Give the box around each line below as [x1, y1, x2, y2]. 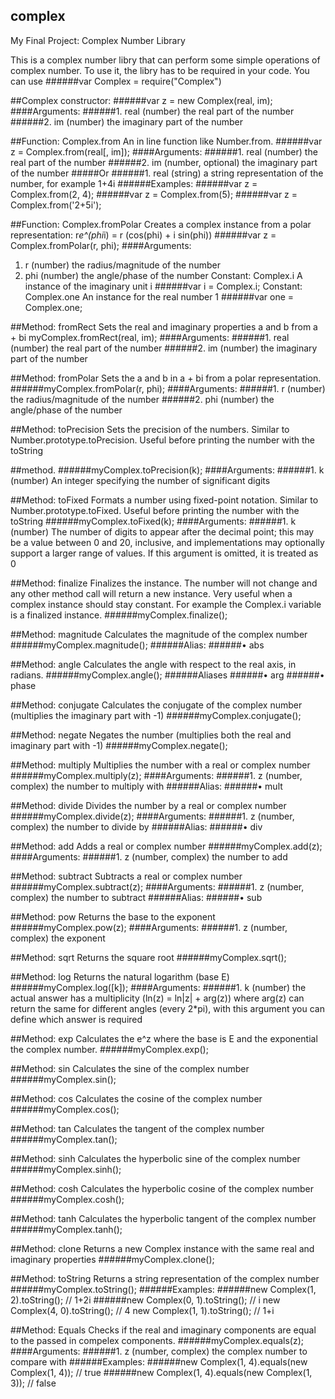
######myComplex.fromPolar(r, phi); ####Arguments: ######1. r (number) [10, 382, 326, 394]
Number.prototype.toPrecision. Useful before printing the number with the [10, 434, 315, 446]
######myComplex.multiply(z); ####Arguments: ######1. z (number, [10, 769, 303, 781]
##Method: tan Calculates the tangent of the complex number [10, 1122, 265, 1134]
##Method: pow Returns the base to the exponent [10, 910, 216, 923]
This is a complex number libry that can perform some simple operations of [10, 54, 321, 66]
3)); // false [10, 1377, 57, 1389]
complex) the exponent [10, 932, 106, 944]
